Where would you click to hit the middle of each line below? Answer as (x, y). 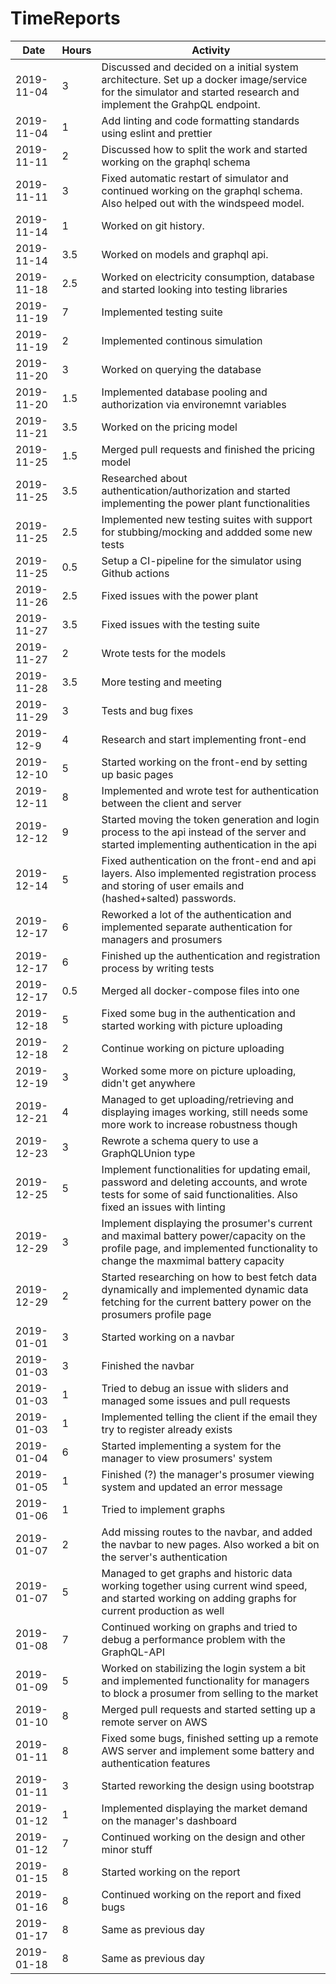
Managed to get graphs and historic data (197, 1573)
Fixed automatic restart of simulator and (195, 178)
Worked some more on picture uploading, (199, 1070)
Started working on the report (171, 1872)
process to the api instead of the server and (204, 832)
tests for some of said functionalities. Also (199, 1194)
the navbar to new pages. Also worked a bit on (210, 1544)
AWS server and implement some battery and (208, 1750)
